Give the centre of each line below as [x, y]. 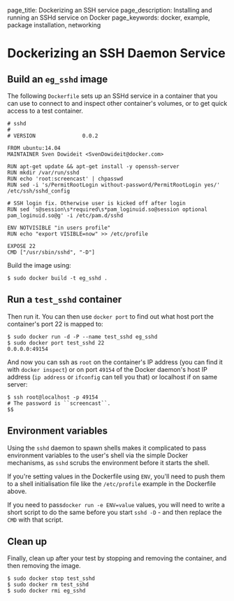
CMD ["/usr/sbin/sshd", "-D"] [51, 252]
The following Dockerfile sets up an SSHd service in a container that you [112, 96]
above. [17, 491]
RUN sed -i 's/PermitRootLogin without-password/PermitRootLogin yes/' [114, 185]
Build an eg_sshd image [58, 79]
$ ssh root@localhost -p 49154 [53, 397]
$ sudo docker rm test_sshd [48, 585]
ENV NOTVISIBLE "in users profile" [59, 228]
